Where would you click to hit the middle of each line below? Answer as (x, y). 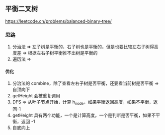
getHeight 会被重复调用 (36, 96)
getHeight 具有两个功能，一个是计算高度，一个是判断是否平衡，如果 (82, 115)
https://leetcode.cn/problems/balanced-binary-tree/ (58, 21)
